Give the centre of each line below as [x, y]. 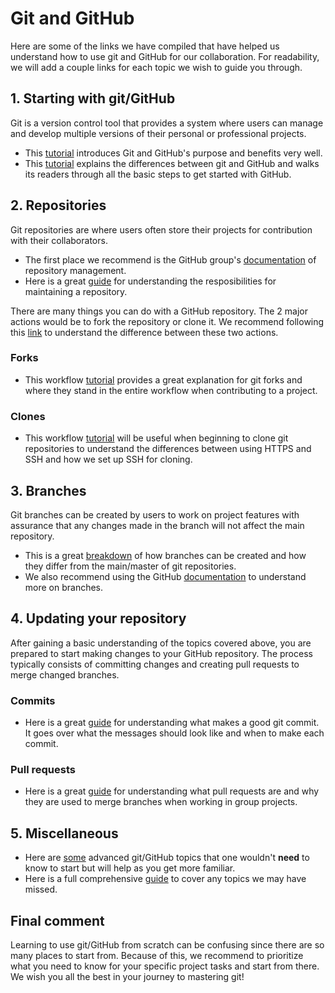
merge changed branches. [65, 674]
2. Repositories [58, 205]
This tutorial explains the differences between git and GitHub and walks [172, 163]
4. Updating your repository [98, 618]
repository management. [75, 270]
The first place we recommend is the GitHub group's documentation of [170, 259]
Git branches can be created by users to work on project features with [155, 514]
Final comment [57, 920]
